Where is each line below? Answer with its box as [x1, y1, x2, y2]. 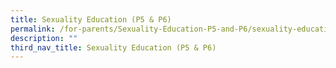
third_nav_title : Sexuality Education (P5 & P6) [10, 42, 217, 53]
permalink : [10, 24, 56, 34]
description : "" [10, 33, 78, 43]
